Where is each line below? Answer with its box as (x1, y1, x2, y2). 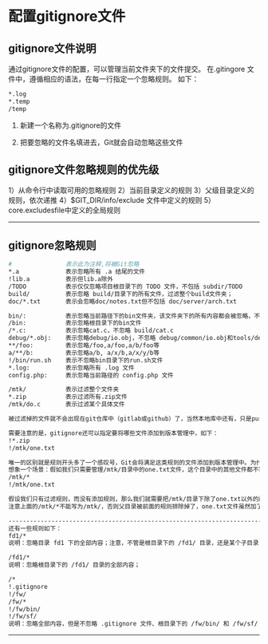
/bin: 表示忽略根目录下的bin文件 (8, 319, 142, 327)
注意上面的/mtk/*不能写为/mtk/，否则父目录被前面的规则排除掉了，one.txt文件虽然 (8, 502, 251, 511)
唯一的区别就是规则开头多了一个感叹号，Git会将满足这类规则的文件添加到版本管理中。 (8, 458, 251, 467)
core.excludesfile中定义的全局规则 (8, 205, 121, 215)
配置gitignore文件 (8, 7, 126, 26)
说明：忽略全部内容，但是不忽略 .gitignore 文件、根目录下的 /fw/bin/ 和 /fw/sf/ (8, 620, 258, 628)
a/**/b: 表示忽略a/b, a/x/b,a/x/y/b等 (8, 349, 160, 357)
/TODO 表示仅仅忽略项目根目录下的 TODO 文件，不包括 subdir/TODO (8, 282, 243, 290)
